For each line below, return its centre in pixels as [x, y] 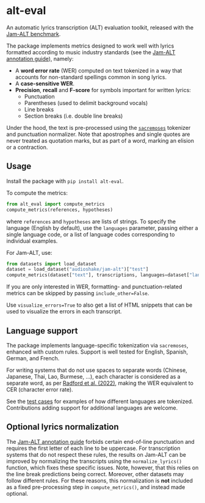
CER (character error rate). [40, 389]
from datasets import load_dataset [52, 264]
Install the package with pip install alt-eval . [65, 181]
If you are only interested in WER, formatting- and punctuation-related [94, 287]
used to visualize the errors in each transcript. [64, 312]
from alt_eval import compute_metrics [56, 204]
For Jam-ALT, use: [30, 252]
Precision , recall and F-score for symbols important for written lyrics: [103, 90]
